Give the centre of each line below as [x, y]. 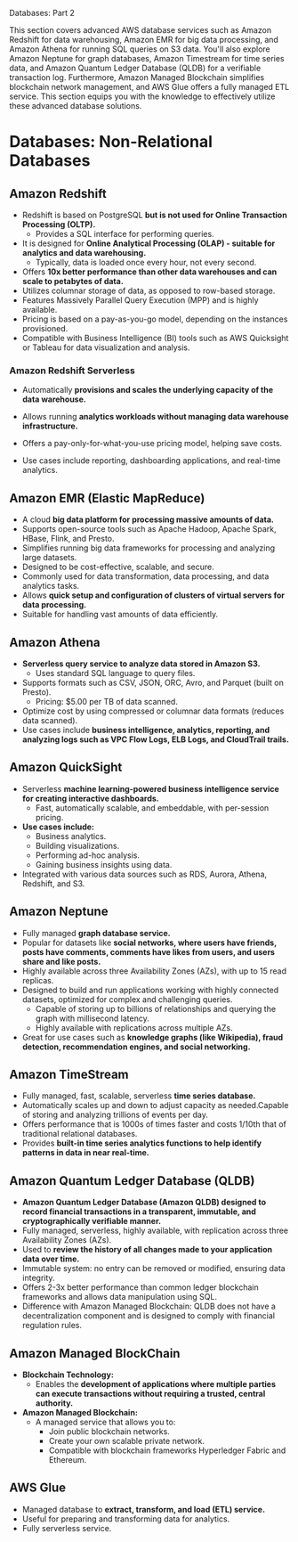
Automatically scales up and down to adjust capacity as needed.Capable [155, 1106]
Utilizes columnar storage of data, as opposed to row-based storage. [149, 290]
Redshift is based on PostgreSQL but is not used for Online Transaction [154, 215]
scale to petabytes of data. [73, 281]
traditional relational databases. [80, 1134]
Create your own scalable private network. [126, 1440]
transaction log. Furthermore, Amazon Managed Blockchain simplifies [137, 78]
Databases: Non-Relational [111, 142]
